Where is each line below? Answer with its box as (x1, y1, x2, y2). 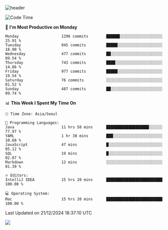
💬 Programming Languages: (5, 120, 59, 125)
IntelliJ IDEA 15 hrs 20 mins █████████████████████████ (5, 177, 163, 182)
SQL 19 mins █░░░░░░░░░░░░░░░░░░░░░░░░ (5, 151, 163, 156)
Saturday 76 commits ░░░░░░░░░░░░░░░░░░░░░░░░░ (5, 78, 163, 83)
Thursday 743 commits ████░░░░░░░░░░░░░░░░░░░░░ (5, 60, 163, 65)
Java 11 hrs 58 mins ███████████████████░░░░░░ (5, 125, 163, 130)
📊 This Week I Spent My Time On (5, 100, 76, 106)
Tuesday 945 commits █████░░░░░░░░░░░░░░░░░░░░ (5, 43, 163, 48)
